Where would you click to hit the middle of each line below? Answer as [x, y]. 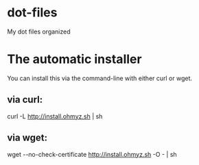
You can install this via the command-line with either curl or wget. [100, 78]
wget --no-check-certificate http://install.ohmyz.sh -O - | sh [92, 154]
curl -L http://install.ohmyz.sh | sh [55, 116]
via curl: [25, 100]
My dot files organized [39, 31]
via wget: [27, 138]
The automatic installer [74, 59]
